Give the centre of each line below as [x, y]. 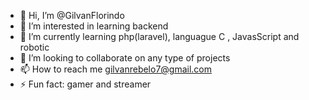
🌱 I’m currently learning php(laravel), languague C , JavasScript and [159, 36]
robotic [34, 47]
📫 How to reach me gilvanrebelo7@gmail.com [116, 69]
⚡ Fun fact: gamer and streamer [85, 84]
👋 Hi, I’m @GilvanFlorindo [72, 15]
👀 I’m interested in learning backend [94, 26]
